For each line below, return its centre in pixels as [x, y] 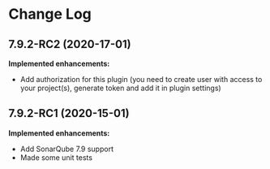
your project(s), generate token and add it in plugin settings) [120, 88]
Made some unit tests [56, 157]
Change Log [50, 14]
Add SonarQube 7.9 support [66, 149]
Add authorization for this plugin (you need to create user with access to [141, 79]
